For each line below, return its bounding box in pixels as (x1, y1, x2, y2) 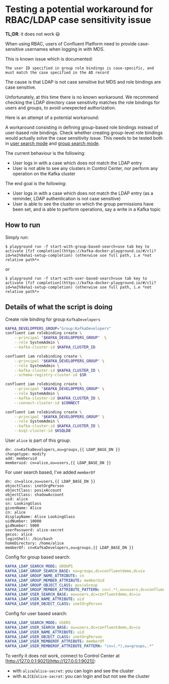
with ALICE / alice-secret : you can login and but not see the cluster (12, 673, 150, 679)
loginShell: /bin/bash (5, 536, 53, 542)
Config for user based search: (5, 610, 67, 616)
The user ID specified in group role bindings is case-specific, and (5, 66, 154, 71)
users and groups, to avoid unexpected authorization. (5, 104, 116, 110)
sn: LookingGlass (5, 501, 42, 506)
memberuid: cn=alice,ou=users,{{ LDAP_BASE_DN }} (5, 461, 112, 466)
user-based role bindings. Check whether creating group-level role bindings (5, 130, 163, 136)
